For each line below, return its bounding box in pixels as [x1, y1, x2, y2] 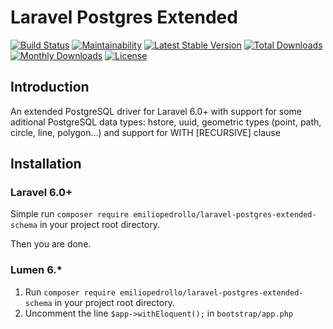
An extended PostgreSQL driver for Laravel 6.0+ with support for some [10, 105, 303, 117]
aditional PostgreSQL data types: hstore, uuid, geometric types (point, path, [10, 116, 322, 128]
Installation [10, 156, 82, 173]
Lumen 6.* [10, 263, 63, 277]
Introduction [10, 79, 90, 96]
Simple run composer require [10, 208, 130, 220]
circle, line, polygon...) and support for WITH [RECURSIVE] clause [10, 126, 281, 138]
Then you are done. [10, 238, 92, 250]
